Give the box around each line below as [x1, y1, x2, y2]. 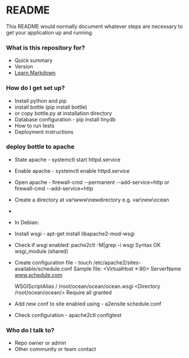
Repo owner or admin [14, 339, 66, 346]
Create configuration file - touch [14, 259, 92, 266]
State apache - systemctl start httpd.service [14, 156, 121, 163]
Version [14, 63, 33, 70]
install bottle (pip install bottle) [14, 103, 87, 110]
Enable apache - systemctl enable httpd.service [14, 167, 130, 174]
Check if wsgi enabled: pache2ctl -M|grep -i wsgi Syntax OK [14, 241, 161, 248]
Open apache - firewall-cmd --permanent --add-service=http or [14, 179, 170, 186]
